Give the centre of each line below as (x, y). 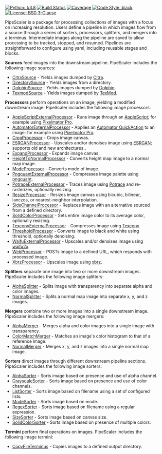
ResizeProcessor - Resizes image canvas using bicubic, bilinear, (76, 195)
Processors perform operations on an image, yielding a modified (70, 102)
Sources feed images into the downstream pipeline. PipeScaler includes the (81, 63)
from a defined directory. (37, 210)
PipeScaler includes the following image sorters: (54, 366)
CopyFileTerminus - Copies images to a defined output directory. (77, 446)
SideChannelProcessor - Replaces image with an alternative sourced (81, 205)
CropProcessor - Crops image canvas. (51, 138)
